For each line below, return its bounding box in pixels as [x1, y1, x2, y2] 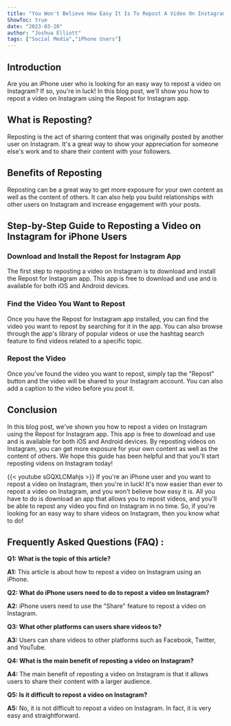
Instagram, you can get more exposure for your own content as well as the [7, 444, 218, 452]
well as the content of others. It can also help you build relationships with [7, 192, 214, 201]
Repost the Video [7, 354, 67, 363]
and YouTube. [7, 643, 47, 652]
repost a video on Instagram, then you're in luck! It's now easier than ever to [7, 480, 223, 488]
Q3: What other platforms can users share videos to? [7, 623, 162, 631]
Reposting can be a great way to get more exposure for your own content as [7, 185, 223, 194]
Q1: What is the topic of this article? [7, 554, 111, 563]
